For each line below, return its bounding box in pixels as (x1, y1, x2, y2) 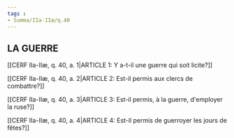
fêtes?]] (7, 123, 30, 132)
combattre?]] (7, 82, 45, 91)
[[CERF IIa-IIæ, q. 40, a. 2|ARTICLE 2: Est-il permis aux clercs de (7, 75, 193, 83)
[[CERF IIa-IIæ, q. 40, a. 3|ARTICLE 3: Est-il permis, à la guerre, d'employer (7, 95, 224, 104)
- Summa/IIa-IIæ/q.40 (7, 17, 71, 24)
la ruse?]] (7, 102, 35, 112)
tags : (7, 10, 27, 17)
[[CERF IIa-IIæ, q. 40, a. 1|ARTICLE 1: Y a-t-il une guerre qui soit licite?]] (7, 61, 213, 70)
